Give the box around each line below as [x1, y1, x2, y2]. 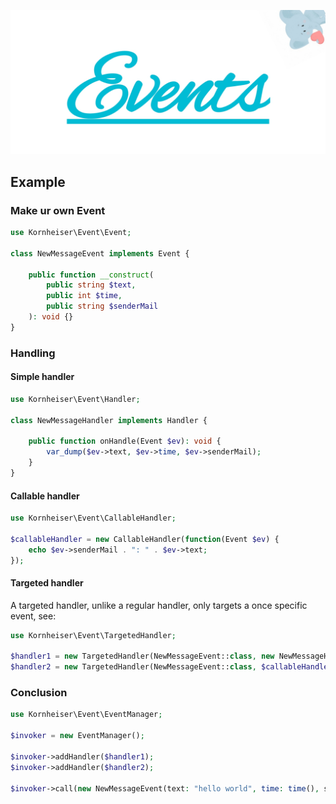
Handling [10, 346, 56, 360]
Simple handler [10, 371, 75, 383]
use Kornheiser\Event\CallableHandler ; [10, 513, 177, 524]
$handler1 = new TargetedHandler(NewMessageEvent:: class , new [10, 651, 275, 662]
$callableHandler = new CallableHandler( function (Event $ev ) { [10, 534, 280, 544]
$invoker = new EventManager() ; [10, 731, 145, 741]
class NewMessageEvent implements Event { [10, 248, 190, 259]
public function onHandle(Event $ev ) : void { [28, 436, 222, 447]
